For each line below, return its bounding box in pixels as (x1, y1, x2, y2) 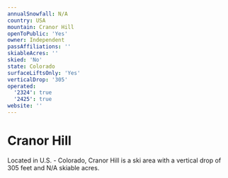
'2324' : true (13, 89, 52, 96)
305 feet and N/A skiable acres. (7, 163, 100, 172)
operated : (7, 83, 37, 90)
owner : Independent (7, 37, 65, 44)
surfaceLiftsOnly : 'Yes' (7, 69, 81, 76)
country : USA (7, 17, 46, 24)
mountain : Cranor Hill (7, 23, 74, 30)
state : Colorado (7, 63, 55, 70)
